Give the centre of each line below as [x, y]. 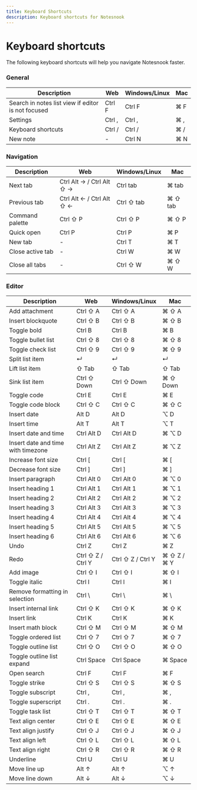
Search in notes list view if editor [54, 102]
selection [22, 599]
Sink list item [26, 382]
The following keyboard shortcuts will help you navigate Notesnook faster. [96, 62]
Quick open [25, 233]
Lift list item [25, 369]
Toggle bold [26, 330]
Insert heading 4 [32, 517]
